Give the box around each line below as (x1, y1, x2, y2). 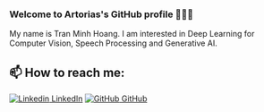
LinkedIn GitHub (51, 93, 148, 104)
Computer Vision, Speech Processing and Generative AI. (9, 38, 217, 48)
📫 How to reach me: (9, 65, 125, 80)
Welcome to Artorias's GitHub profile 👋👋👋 (9, 8, 194, 21)
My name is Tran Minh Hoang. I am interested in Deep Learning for (9, 29, 255, 39)
